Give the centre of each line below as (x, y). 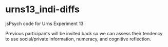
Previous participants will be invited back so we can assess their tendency (84, 33)
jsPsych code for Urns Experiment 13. (45, 24)
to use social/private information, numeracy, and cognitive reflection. (78, 39)
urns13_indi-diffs (42, 9)
